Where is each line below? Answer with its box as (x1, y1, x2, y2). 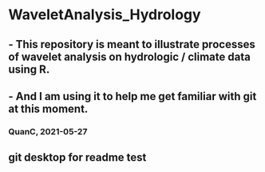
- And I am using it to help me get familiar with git (8, 90, 257, 103)
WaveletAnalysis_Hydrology (8, 6, 201, 24)
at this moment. (8, 102, 89, 115)
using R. (8, 62, 50, 76)
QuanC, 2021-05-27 (8, 126, 88, 137)
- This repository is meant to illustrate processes (8, 38, 255, 51)
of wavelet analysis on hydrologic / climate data (8, 50, 251, 63)
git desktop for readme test (8, 150, 147, 165)
